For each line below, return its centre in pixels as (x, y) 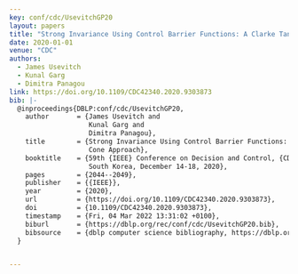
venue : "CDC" (33, 51)
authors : (25, 59)
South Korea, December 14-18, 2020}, (158, 166)
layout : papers (37, 26)
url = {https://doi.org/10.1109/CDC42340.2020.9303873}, (150, 200)
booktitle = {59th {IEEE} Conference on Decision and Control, (150, 158)
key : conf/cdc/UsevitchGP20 (61, 17)
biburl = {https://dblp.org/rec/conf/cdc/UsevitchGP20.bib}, (152, 224)
